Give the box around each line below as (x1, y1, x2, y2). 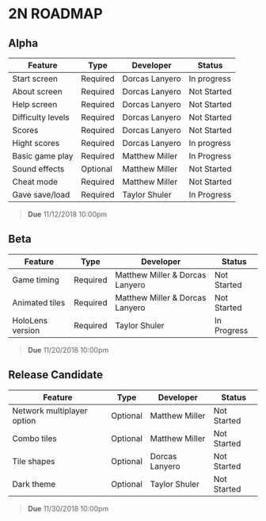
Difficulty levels (12, 112, 70, 123)
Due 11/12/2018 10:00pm (27, 209, 108, 219)
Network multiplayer (12, 405, 88, 416)
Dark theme (12, 478, 56, 489)
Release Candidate (8, 368, 104, 381)
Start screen (12, 73, 58, 84)
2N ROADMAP (8, 5, 103, 23)
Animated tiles (12, 297, 66, 308)
